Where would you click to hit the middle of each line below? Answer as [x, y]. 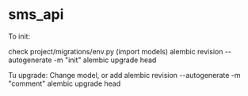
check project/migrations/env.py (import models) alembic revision [116, 51]
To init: [19, 36]
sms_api [36, 15]
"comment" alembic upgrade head [65, 83]
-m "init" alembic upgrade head [105, 60]
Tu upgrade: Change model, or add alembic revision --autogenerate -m [124, 75]
